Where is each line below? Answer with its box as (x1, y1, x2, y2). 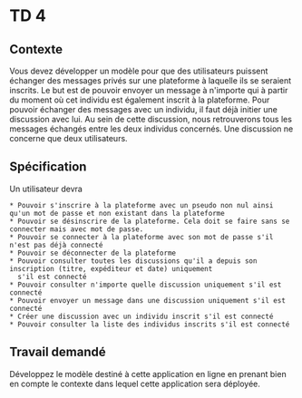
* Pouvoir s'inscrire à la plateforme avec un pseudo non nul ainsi (9, 200, 274, 209)
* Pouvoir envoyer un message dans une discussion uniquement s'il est (9, 296, 286, 305)
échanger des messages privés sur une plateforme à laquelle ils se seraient (9, 75, 292, 86)
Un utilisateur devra (9, 183, 83, 194)
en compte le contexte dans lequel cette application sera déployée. (9, 378, 261, 389)
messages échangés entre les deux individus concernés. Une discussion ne (9, 123, 294, 134)
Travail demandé (9, 345, 106, 360)
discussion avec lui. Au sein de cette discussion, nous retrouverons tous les (9, 114, 293, 124)
